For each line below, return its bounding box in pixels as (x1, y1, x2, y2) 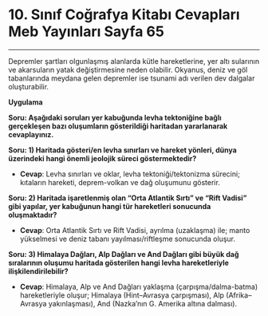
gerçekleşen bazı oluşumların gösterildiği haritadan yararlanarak (8, 121, 228, 131)
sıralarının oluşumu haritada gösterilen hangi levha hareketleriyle (8, 258, 230, 267)
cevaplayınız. (8, 129, 54, 139)
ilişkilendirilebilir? (8, 266, 69, 276)
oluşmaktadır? (8, 210, 57, 219)
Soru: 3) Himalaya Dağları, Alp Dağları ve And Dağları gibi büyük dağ (8, 249, 239, 259)
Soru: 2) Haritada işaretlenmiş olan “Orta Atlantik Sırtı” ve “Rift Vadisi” (8, 193, 247, 203)
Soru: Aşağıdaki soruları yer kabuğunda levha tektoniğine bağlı (8, 113, 222, 122)
